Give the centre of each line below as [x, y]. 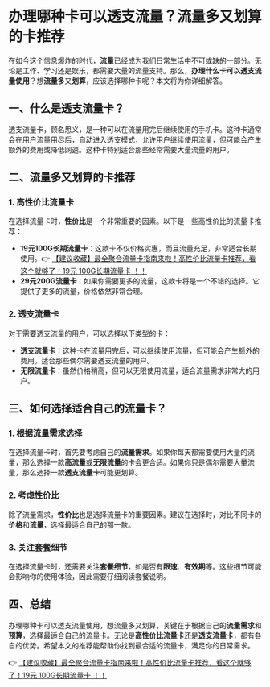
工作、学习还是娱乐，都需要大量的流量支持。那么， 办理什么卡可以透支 [138, 70]
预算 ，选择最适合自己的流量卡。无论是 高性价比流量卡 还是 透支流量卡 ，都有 [131, 635]
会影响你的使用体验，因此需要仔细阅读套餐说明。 [89, 577]
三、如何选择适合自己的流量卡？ [88, 409]
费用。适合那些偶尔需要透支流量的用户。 [87, 360]
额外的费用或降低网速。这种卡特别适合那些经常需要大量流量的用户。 [121, 149]
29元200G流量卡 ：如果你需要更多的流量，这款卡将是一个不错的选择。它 [139, 281]
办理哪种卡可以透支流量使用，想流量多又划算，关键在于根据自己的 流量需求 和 [135, 625]
